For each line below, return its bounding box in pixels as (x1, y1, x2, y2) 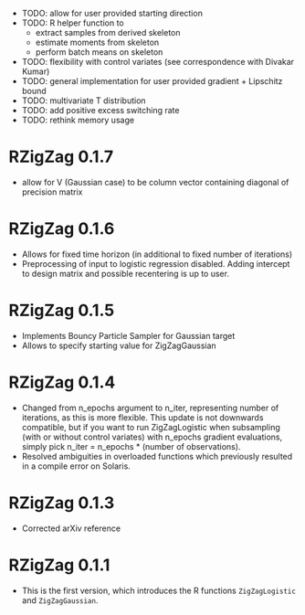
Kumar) (21, 66, 50, 77)
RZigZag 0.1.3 (8, 493, 115, 513)
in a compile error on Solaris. (21, 461, 131, 472)
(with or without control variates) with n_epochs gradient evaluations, (21, 431, 283, 442)
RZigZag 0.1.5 (8, 301, 115, 321)
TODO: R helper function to (21, 17, 124, 28)
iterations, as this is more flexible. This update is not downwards (21, 411, 264, 423)
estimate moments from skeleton (35, 37, 160, 48)
